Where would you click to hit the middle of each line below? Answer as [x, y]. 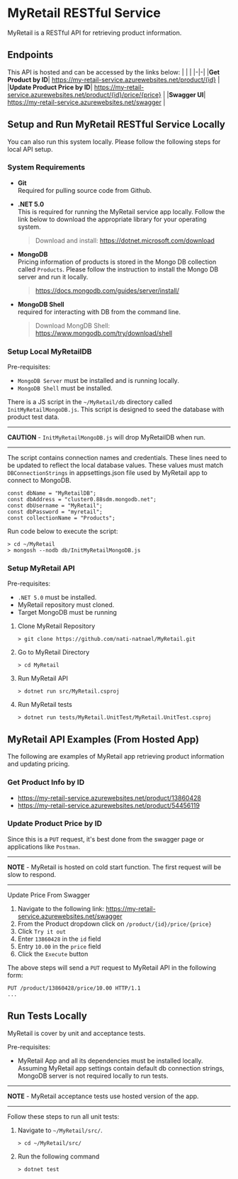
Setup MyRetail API [41, 569]
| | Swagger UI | [184, 94]
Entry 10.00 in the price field [59, 946]
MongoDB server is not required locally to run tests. [93, 1075]
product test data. [33, 417]
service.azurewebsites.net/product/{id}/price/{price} [84, 94]
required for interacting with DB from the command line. [99, 312]
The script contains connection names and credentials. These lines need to [117, 458]
